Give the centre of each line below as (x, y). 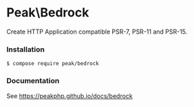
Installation (26, 49)
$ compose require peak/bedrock (53, 64)
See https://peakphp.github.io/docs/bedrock (70, 96)
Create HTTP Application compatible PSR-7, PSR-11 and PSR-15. (97, 32)
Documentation (33, 81)
